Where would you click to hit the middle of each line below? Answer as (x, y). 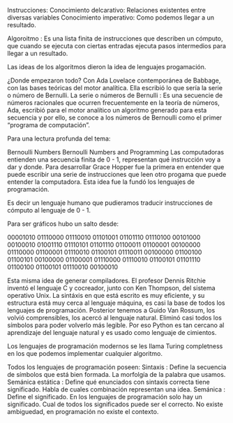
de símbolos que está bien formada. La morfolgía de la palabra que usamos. (116, 374)
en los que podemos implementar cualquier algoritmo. (85, 353)
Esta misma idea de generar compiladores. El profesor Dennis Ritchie (106, 280)
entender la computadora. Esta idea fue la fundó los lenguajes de (101, 182)
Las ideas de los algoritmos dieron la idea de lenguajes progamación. (107, 67)
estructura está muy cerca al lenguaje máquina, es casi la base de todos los (116, 303)
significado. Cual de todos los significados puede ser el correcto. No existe (115, 404)
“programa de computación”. (49, 125)
